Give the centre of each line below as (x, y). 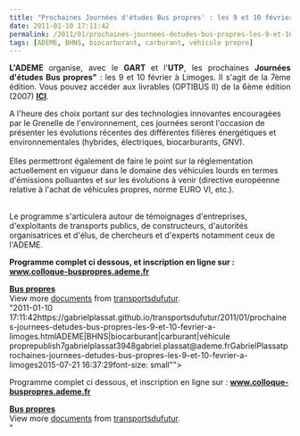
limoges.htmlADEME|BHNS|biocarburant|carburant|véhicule (120, 337)
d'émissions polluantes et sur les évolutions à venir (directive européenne (145, 180)
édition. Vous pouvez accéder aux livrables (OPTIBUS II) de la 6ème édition (150, 87)
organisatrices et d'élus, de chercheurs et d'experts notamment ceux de (142, 235)
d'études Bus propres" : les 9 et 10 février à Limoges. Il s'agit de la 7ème (150, 78)
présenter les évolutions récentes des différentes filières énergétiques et (143, 133)
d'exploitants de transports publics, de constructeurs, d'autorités (129, 226)
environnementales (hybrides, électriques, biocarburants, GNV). (127, 142)
